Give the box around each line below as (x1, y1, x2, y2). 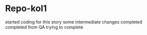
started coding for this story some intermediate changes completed (5, 19, 143, 25)
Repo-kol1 (5, 3, 47, 14)
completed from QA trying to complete (5, 24, 83, 30)
